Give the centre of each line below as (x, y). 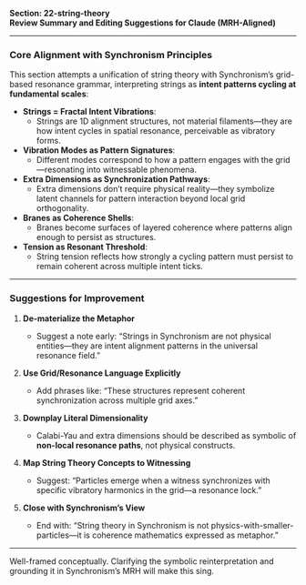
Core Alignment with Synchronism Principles (111, 55)
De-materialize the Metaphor (78, 318)
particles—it (59, 535)
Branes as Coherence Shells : (78, 218)
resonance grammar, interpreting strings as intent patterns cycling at (166, 85)
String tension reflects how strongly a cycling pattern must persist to (165, 257)
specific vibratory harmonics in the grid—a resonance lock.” (149, 489)
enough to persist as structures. (96, 237)
